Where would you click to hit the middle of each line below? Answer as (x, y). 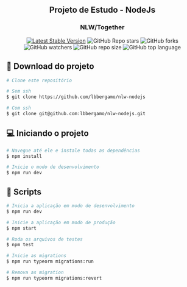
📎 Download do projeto (50, 66)
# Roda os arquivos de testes (45, 239)
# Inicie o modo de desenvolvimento (53, 167)
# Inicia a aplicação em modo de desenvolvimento (71, 206)
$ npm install (24, 156)
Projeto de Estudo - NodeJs (102, 10)
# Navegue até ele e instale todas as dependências (73, 151)
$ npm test (20, 245)
